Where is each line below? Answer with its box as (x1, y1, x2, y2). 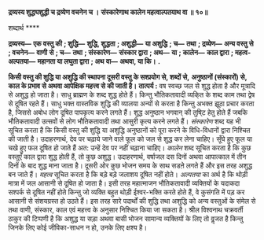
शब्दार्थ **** (8, 24, 40, 32)
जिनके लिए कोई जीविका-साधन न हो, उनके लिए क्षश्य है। (8, 223, 148, 232)
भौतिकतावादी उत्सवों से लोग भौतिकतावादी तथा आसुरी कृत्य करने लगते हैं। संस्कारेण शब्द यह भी (8, 116, 241, 126)
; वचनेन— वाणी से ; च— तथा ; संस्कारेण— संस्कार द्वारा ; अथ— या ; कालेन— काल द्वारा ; (8, 48, 234, 57)
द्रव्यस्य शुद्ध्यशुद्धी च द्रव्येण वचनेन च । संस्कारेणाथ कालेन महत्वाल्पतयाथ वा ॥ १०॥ (8, 8, 208, 17)
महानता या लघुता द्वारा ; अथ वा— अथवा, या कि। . (37, 57, 161, 66)
